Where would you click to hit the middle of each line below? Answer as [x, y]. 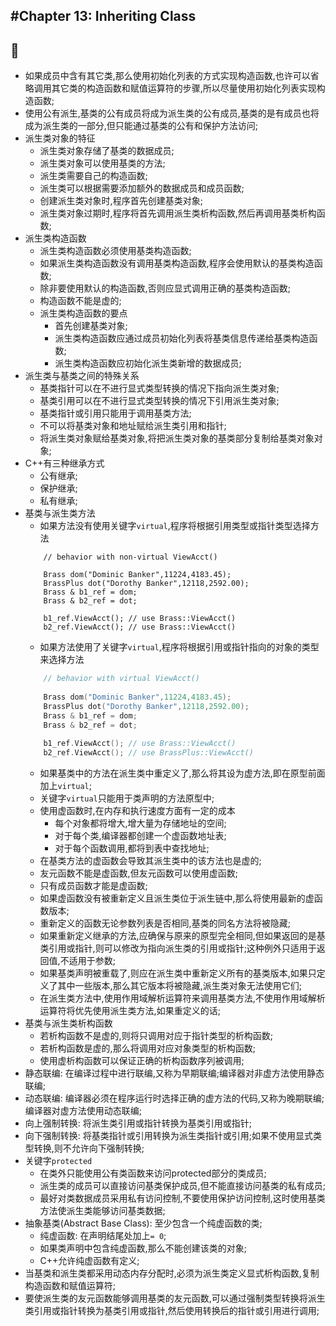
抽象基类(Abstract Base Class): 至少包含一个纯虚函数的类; [143, 1223]
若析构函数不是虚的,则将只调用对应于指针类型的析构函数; [156, 1036]
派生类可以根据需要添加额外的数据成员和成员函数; [142, 188]
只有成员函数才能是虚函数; [93, 886]
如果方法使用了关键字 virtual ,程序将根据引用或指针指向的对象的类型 [179, 647]
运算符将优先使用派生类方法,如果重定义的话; [130, 1011]
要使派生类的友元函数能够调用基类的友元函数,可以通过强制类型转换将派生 [175, 1298]
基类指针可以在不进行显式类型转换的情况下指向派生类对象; [159, 388]
